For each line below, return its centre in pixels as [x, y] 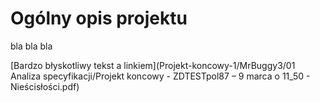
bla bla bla [31, 46]
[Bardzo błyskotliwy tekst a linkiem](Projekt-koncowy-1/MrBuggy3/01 [153, 65]
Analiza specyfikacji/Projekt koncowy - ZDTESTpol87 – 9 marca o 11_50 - [160, 76]
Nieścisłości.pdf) [45, 86]
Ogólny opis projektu [99, 18]
